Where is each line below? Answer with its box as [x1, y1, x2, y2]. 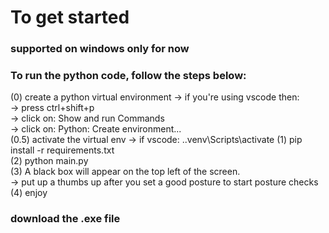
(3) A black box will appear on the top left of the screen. [10, 166, 241, 178]
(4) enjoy [10, 187, 48, 199]
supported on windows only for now [10, 42, 190, 56]
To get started [10, 6, 130, 29]
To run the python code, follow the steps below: [10, 69, 247, 83]
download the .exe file [10, 212, 121, 226]
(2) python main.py [10, 155, 89, 167]
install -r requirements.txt [10, 144, 115, 156]
